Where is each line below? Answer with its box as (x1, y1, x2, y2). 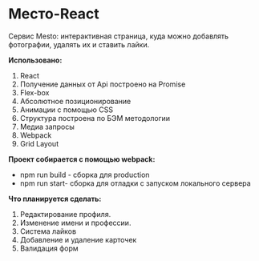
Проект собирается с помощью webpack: (8, 154, 156, 164)
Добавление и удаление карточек (19, 235, 137, 244)
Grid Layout (19, 139, 59, 148)
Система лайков (19, 226, 77, 236)
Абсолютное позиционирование (19, 96, 132, 106)
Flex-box (19, 87, 50, 97)
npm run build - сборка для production (19, 170, 150, 179)
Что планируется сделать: (8, 194, 102, 203)
